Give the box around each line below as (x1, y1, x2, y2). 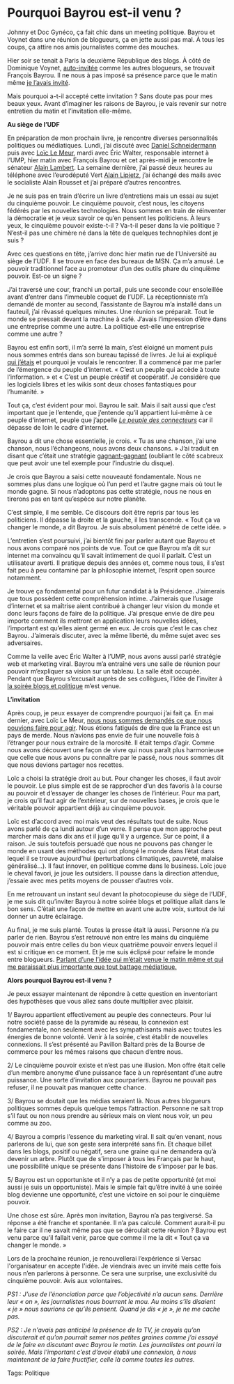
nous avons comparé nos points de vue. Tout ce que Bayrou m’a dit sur (7, 543, 211, 552)
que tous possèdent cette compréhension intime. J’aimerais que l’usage (7, 594, 214, 602)
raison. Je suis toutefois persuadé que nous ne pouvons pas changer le (7, 839, 213, 848)
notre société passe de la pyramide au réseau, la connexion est (7, 1018, 189, 1026)
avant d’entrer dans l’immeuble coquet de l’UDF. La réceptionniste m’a (7, 293, 208, 301)
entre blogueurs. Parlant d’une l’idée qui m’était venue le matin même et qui (7, 955, 224, 963)
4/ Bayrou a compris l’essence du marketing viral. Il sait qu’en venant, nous (7, 1132, 223, 1140)
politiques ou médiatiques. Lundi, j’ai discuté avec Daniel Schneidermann (7, 141, 217, 149)
